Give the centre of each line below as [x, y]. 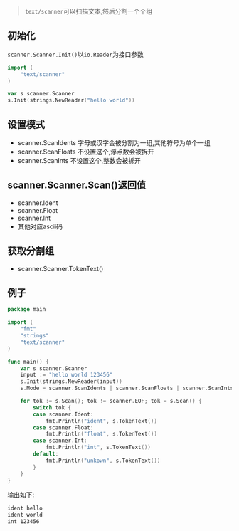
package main [27, 310]
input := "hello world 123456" [67, 375]
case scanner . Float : [63, 427]
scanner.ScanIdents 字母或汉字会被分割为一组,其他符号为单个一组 [114, 143]
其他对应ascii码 [40, 226]
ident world [25, 515]
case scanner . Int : [60, 441]
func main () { [28, 362]
